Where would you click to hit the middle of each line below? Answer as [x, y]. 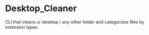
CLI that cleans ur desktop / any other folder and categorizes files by [75, 22]
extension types [21, 27]
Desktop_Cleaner [41, 9]
